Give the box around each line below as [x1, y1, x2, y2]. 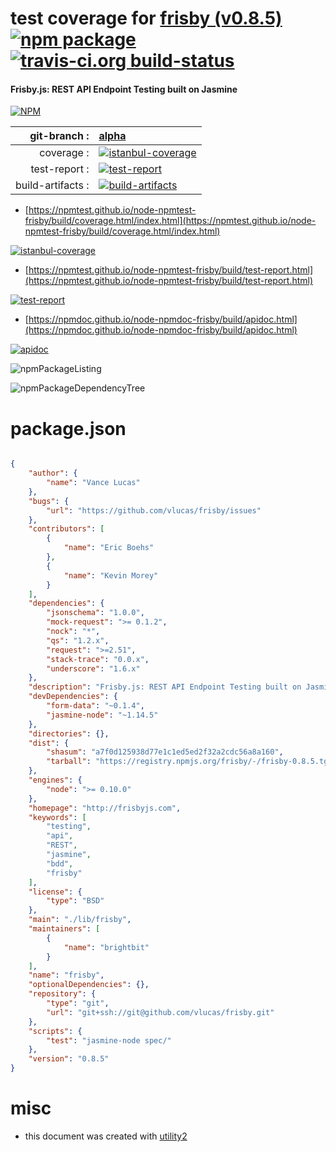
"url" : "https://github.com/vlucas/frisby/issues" [46, 505, 262, 516]
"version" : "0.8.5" [28, 1054, 110, 1064]
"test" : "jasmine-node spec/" [46, 1035, 172, 1046]
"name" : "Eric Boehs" [63, 543, 155, 553]
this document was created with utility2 [24, 1130, 188, 1142]
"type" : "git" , [46, 998, 110, 1009]
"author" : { [28, 468, 78, 479]
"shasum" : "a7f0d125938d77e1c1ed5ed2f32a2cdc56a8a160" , [46, 747, 284, 757]
